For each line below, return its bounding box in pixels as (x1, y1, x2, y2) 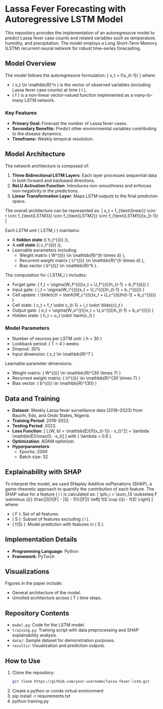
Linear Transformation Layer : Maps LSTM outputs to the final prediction (12, 193, 158, 199)
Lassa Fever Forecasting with (5, 3, 126, 15)
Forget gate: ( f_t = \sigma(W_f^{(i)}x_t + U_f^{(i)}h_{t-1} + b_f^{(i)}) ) (12, 281, 149, 287)
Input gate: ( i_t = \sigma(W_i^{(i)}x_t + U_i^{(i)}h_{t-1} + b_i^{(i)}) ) (12, 286, 145, 292)
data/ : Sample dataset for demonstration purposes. (12, 638, 115, 643)
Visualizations (5, 567, 50, 576)
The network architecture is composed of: (5, 163, 90, 169)
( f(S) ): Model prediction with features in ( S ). (12, 521, 105, 527)
